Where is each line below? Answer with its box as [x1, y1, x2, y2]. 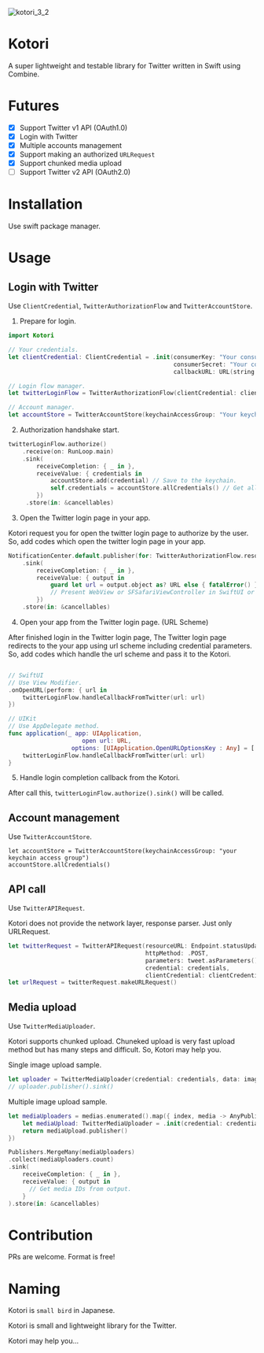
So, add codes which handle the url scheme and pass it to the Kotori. [8, 649, 232, 659]
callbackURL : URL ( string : [173, 368, 258, 375]
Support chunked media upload [19, 158, 122, 168]
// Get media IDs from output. [28, 1185, 132, 1192]
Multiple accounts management [19, 141, 123, 150]
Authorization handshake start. [19, 425, 119, 434]
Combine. [8, 69, 40, 79]
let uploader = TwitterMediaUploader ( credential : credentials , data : [8, 1075, 241, 1084]
